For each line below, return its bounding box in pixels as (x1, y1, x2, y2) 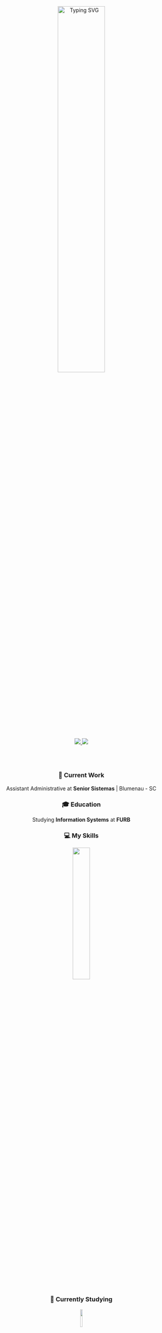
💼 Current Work (58, 771, 105, 780)
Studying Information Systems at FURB (32, 816, 130, 823)
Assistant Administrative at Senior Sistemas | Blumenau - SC (6, 785, 157, 792)
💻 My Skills (63, 831, 99, 840)
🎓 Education (62, 800, 101, 809)
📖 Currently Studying (50, 1295, 113, 1304)
